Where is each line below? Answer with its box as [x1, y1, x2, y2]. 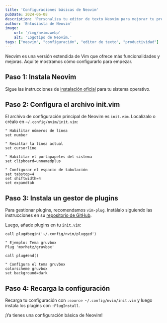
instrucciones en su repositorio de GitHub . [5, 212, 92, 218]
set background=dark [5, 271, 48, 276]
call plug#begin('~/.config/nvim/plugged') [5, 232, 97, 237]
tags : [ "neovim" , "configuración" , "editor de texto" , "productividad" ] [5, 40, 159, 45]
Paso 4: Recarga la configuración [5, 284, 110, 293]
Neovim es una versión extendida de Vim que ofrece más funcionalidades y [5, 53, 160, 59]
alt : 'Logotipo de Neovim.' [14, 35, 72, 40]
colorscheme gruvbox [5, 266, 48, 271]
